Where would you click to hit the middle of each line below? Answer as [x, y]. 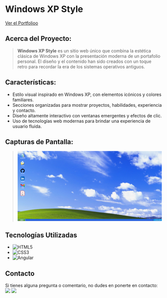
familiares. [23, 100]
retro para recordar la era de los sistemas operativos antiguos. [81, 66]
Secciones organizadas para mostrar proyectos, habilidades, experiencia [87, 105]
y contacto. [24, 110]
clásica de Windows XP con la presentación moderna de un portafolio [89, 56]
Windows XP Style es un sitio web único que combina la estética [84, 50]
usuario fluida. [27, 126]
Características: [31, 83]
